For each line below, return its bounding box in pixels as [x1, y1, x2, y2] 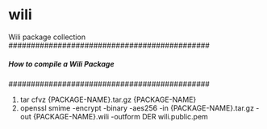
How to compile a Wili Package [8, 58, 115, 69]
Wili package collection [8, 32, 86, 42]
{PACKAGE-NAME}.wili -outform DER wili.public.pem [32, 111, 208, 121]
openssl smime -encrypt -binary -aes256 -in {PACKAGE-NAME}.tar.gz [19, 103, 254, 113]
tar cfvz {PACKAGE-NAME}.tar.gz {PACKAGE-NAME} [19, 95, 197, 104]
